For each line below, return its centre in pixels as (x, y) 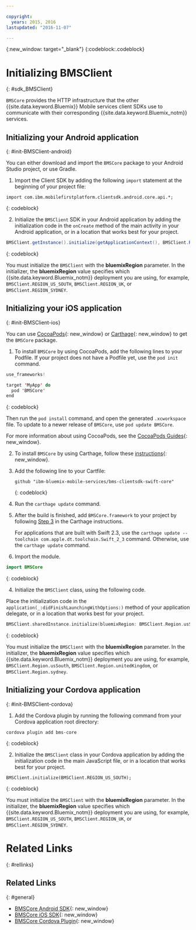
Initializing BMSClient (59, 73)
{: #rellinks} (20, 864)
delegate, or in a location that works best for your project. (75, 614)
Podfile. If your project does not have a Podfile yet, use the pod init (96, 357)
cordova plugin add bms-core (41, 732)
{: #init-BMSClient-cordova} (40, 704)
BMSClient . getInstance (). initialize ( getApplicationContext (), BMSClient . (98, 243)
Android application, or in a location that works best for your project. (97, 232)
